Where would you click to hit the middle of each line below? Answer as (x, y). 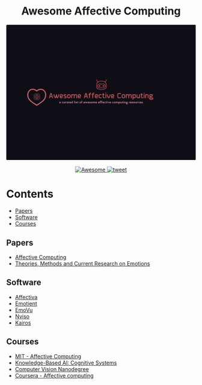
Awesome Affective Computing (101, 11)
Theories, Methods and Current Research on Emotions (82, 263)
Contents (30, 194)
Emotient (26, 304)
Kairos (23, 323)
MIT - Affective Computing (48, 356)
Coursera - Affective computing (54, 375)
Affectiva (26, 297)
